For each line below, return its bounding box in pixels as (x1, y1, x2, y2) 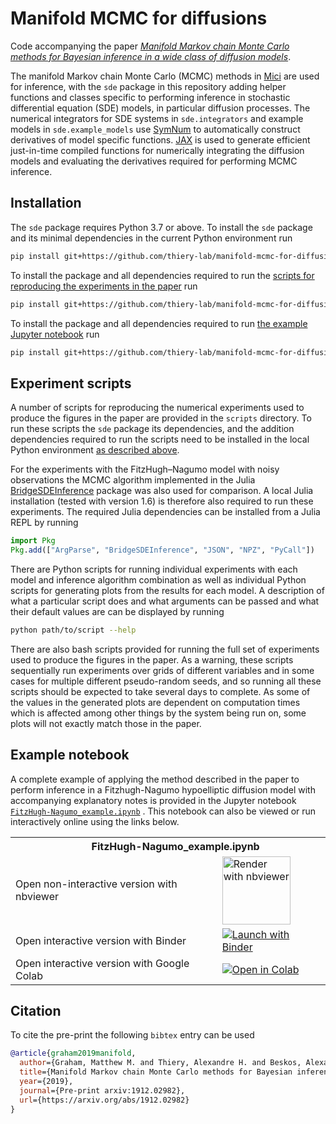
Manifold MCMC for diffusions (10, 7, 268, 30)
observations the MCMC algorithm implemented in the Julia (10, 474, 256, 486)
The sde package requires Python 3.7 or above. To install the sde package (10, 221, 313, 233)
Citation (10, 1003, 62, 1020)
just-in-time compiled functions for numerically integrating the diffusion (10, 144, 305, 156)
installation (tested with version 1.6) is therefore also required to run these (10, 495, 314, 507)
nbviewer (15, 890, 59, 904)
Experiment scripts (10, 375, 132, 392)
